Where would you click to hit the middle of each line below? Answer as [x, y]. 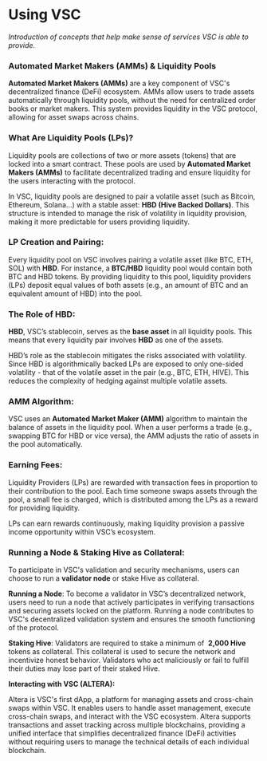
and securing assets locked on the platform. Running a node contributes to [131, 611]
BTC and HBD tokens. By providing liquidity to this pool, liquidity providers [130, 276]
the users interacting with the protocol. [72, 180]
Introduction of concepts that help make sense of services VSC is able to [128, 37]
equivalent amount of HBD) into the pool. [75, 294]
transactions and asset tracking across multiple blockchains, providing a [127, 725]
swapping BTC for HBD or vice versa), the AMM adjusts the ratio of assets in [133, 436]
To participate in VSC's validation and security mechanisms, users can [124, 570]
